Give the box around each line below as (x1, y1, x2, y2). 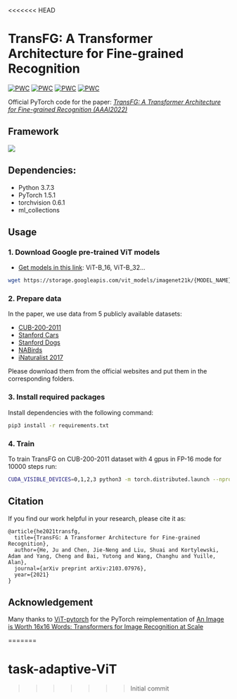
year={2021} (14, 571, 50, 578)
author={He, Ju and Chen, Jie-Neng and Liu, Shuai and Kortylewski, (14, 546, 219, 554)
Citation (8, 496, 44, 508)
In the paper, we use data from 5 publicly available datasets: (8, 310, 182, 318)
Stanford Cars (18, 331, 59, 340)
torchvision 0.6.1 (18, 198, 65, 207)
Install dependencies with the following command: (8, 408, 154, 417)
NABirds (18, 346, 43, 354)
